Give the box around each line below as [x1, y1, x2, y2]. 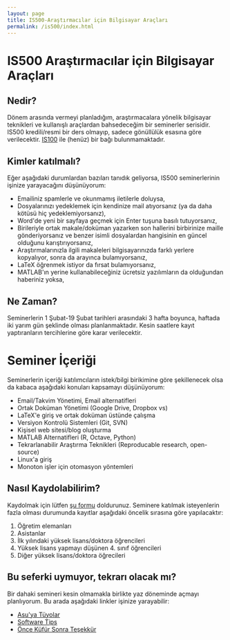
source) [17, 448, 40, 456]
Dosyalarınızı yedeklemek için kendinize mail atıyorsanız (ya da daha [17, 202, 213, 210]
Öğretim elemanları [17, 522, 72, 530]
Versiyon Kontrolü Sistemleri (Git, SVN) [17, 418, 128, 426]
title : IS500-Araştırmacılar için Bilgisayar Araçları [7, 17, 169, 24]
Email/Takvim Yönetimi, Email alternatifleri [17, 396, 137, 405]
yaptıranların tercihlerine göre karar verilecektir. [7, 329, 143, 336]
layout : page [7, 10, 45, 17]
